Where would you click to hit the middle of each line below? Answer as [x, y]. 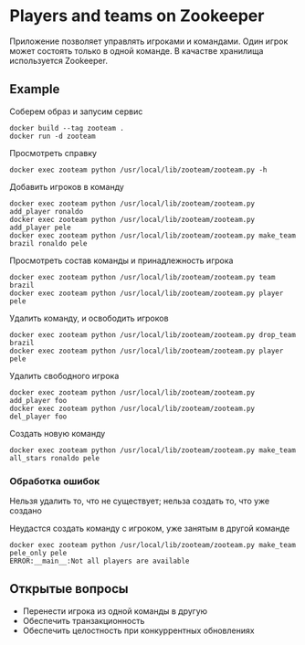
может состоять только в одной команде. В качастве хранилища [137, 50]
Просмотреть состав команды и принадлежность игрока [121, 260]
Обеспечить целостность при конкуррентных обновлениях [138, 630]
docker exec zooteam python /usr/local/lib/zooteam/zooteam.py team [142, 277]
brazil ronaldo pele [49, 243]
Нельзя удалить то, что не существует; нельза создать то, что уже [140, 501]
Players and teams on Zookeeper [137, 16]
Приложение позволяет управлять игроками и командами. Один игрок [149, 41]
